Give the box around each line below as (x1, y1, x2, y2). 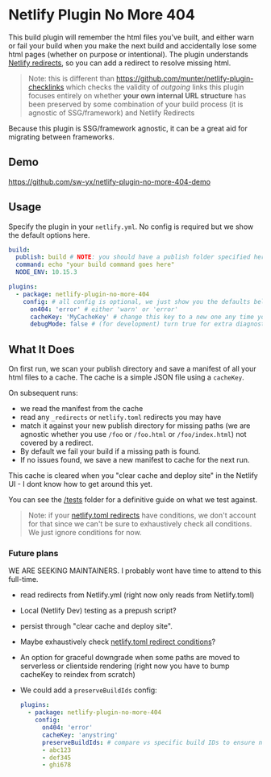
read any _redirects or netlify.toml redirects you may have (19, 413, 222, 422)
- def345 (41, 754, 72, 762)
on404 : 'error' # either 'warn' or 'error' (29, 305, 179, 314)
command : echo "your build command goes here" (15, 260, 175, 269)
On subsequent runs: (8, 388, 78, 398)
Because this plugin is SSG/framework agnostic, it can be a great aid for (8, 123, 248, 133)
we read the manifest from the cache (19, 404, 144, 413)
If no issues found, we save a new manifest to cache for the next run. (19, 455, 250, 465)
